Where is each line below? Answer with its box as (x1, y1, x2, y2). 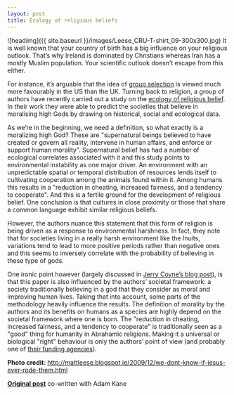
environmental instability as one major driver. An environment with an (7, 160, 208, 169)
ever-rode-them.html (7, 365, 68, 374)
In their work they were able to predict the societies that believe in (7, 102, 199, 110)
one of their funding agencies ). (7, 344, 97, 353)
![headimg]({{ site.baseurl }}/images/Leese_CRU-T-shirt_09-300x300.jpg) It (7, 36, 227, 44)
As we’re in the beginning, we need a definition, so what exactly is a (7, 123, 204, 131)
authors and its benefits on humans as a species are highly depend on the (7, 307, 221, 316)
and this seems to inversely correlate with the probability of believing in (7, 249, 214, 257)
